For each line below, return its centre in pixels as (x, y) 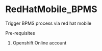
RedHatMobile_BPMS (51, 9)
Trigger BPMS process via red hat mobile (48, 23)
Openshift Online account (40, 43)
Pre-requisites (20, 33)
